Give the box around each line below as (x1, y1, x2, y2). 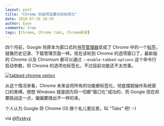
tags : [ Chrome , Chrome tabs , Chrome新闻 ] (5, 30, 90, 35)
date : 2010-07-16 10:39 (5, 16, 54, 21)
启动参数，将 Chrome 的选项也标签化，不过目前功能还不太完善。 (5, 63, 136, 68)
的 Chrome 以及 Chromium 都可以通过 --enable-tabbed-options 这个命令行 (5, 57, 157, 62)
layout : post (5, 7, 32, 12)
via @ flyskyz (5, 115, 31, 121)
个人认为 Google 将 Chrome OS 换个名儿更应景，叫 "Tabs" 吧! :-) (5, 105, 136, 111)
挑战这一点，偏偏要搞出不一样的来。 (9, 95, 83, 101)
